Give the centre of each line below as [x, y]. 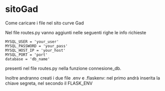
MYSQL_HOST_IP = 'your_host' [35, 50]
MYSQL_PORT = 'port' [27, 55]
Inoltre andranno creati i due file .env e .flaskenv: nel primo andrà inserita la [83, 78]
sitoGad [22, 9]
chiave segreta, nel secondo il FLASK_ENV [49, 83]
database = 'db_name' [28, 59]
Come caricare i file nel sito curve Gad [44, 23]
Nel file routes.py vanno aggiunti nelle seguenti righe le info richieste [76, 32]
